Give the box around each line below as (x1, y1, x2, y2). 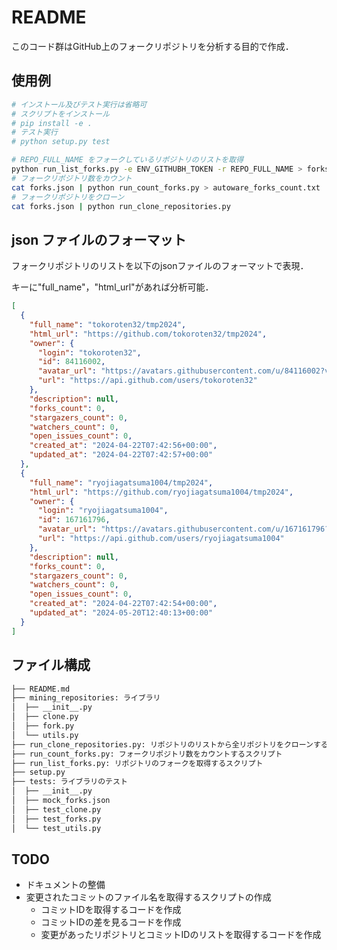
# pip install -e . (11, 118, 93, 128)
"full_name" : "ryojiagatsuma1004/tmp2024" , (29, 477, 214, 488)
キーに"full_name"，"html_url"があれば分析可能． (11, 281, 214, 293)
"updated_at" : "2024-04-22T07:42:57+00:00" (29, 450, 214, 460)
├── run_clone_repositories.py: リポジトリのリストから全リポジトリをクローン (11, 739, 314, 750)
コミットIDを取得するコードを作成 (40, 904, 182, 916)
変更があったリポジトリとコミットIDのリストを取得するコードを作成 (40, 929, 322, 941)
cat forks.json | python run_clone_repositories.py (11, 201, 231, 211)
